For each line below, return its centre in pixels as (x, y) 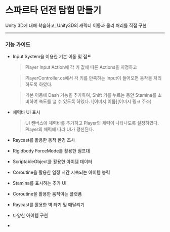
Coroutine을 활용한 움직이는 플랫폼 (47, 194)
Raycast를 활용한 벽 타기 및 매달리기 (49, 205)
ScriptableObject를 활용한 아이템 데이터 (52, 162)
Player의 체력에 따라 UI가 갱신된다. (60, 129)
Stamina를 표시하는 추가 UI (39, 183)
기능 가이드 (18, 45)
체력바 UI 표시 (26, 112)
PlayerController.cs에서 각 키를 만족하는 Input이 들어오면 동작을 (89, 78)
